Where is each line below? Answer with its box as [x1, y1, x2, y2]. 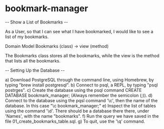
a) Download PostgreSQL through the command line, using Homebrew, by [5, 77, 154, 83]
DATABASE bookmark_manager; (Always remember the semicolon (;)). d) [5, 92, 153, 98]
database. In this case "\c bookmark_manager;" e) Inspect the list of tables [5, 103, 156, 108]
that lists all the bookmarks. [5, 58, 61, 64]
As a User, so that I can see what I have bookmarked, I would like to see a [5, 28, 153, 34]
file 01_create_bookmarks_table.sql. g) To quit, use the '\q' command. [5, 118, 145, 124]
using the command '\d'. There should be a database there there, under [5, 108, 149, 114]
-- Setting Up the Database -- [5, 67, 65, 73]
